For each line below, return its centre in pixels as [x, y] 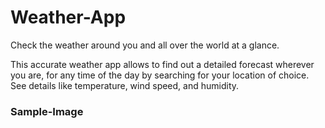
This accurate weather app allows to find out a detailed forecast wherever [162, 64]
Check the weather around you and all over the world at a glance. [145, 45]
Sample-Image [47, 111]
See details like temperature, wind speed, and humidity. [125, 85]
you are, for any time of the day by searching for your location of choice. [160, 75]
